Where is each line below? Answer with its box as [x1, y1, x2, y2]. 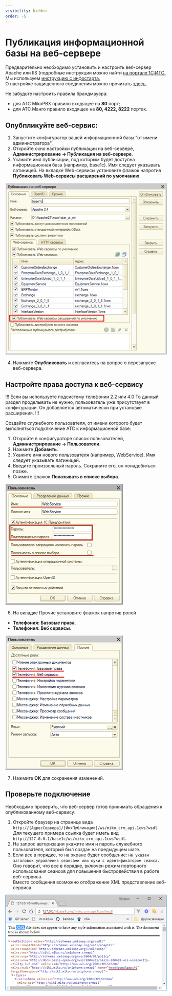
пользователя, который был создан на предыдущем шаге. [12, 846, 141, 852]
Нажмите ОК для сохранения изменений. [12, 775, 104, 781]
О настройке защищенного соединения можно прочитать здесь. [5, 81, 147, 87]
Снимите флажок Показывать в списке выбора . [12, 473, 119, 480]
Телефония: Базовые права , [12, 619, 76, 626]
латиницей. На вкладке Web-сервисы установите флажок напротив [12, 167, 161, 174]
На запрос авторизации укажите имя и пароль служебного [12, 840, 143, 847]
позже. [12, 468, 28, 474]
